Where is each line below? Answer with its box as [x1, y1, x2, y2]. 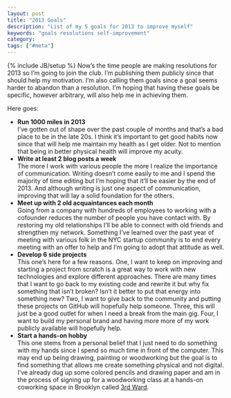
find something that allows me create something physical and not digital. [17, 361, 224, 369]
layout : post [7, 10, 45, 17]
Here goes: [7, 105, 39, 112]
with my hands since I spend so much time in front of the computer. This [17, 346, 224, 354]
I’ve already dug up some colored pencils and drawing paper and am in [17, 368, 221, 377]
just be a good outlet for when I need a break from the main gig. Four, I [17, 309, 219, 318]
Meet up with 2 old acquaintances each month [17, 199, 154, 207]
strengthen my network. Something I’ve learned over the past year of [17, 228, 214, 236]
